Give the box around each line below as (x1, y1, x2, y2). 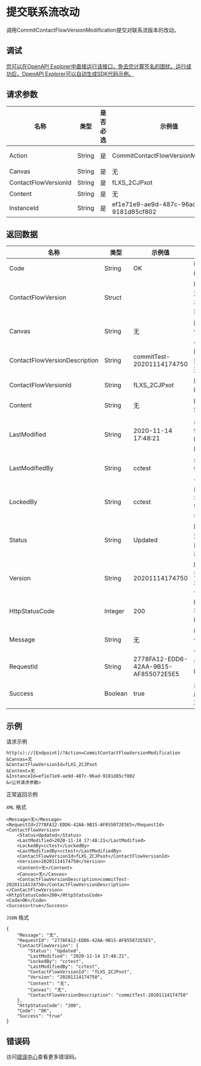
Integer (104, 607, 124, 616)
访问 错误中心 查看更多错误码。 (6, 1053, 80, 1060)
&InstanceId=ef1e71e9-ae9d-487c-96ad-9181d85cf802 (6, 773, 135, 779)
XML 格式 (6, 804, 27, 811)
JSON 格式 (6, 914, 29, 921)
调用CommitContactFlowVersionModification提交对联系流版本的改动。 (6, 26, 179, 34)
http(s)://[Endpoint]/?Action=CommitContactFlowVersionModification (6, 750, 181, 756)
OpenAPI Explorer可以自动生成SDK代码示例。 (22, 70, 135, 77)
